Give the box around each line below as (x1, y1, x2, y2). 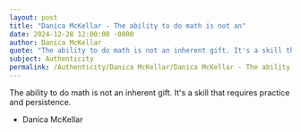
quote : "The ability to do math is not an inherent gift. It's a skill (9, 46, 282, 55)
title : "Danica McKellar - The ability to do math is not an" (9, 21, 246, 30)
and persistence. (9, 96, 72, 107)
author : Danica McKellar (9, 37, 102, 47)
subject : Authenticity (9, 54, 94, 63)
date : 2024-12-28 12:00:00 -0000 (9, 29, 134, 38)
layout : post (9, 12, 58, 22)
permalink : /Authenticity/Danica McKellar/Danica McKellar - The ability (9, 63, 291, 72)
